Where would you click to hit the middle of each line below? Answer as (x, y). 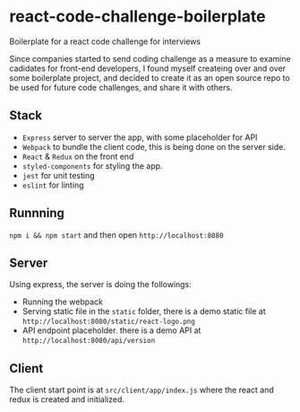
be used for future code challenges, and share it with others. (121, 87)
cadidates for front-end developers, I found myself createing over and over (148, 68)
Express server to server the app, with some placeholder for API (140, 137)
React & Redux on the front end (78, 156)
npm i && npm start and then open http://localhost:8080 (116, 234)
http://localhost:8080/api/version (89, 341)
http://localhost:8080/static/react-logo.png (108, 322)
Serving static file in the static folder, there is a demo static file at (144, 311)
